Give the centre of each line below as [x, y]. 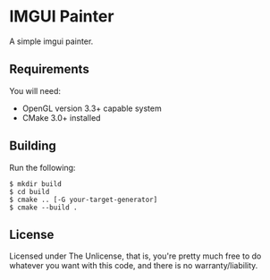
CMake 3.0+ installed [61, 117]
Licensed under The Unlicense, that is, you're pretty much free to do [135, 256]
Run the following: [42, 167]
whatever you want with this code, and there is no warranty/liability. [134, 266]
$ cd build [30, 191]
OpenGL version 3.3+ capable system [92, 108]
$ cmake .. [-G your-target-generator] [84, 199]
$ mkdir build [36, 184]
